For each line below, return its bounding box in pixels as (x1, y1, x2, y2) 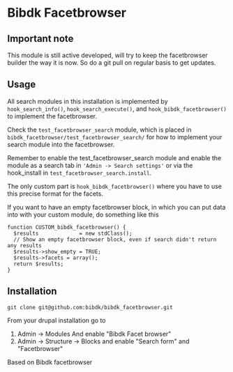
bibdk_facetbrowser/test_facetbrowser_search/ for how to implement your (7, 132, 223, 141)
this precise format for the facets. (7, 189, 103, 198)
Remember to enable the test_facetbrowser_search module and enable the (7, 153, 222, 162)
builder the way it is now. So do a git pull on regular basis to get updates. (7, 59, 216, 67)
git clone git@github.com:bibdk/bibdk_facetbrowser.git (7, 304, 173, 311)
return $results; (13, 260, 64, 268)
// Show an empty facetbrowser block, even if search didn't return (13, 235, 217, 243)
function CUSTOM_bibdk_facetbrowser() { (7, 224, 127, 231)
